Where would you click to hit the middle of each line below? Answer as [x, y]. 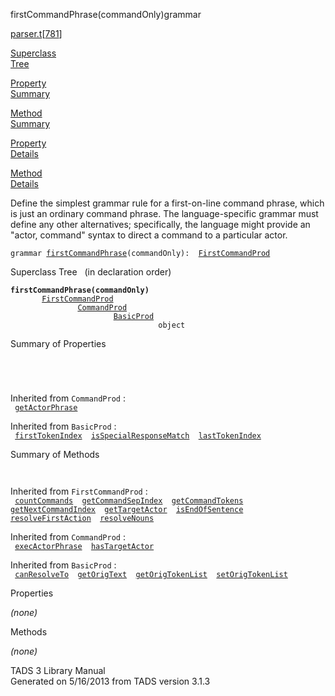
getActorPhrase [46, 408]
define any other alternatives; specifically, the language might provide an [160, 224]
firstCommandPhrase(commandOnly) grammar [106, 14]
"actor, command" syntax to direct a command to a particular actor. [149, 235]
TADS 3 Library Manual [58, 670]
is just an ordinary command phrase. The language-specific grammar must [164, 213]
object [172, 325]
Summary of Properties [58, 343]
